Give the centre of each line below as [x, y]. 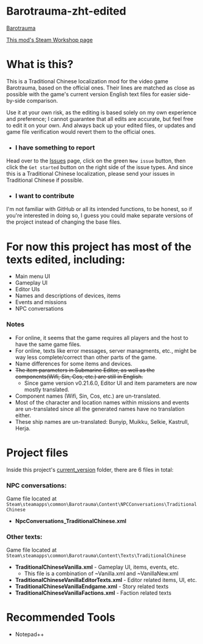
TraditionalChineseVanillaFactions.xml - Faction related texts [93, 593]
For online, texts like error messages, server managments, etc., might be [106, 350]
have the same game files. [48, 344]
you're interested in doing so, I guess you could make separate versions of [100, 216]
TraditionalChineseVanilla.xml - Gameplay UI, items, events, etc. [97, 567]
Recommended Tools [61, 618]
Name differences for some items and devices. [74, 364]
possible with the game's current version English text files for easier [91, 94]
